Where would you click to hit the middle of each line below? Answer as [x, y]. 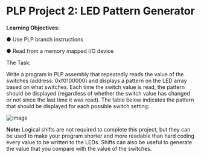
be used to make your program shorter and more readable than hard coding [101, 136]
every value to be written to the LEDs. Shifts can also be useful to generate [99, 142]
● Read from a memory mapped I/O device [60, 51]
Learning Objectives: [33, 28]
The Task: [19, 62]
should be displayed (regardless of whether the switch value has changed [98, 93]
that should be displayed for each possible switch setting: [78, 106]
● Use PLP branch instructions [45, 39]
